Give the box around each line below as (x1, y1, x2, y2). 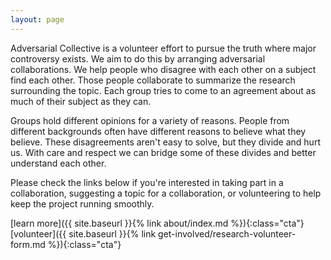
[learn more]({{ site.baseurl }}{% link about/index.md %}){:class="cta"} (10, 217, 305, 229)
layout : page (10, 14, 65, 25)
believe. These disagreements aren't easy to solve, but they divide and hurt (10, 136, 321, 148)
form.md (10, 238, 46, 250)
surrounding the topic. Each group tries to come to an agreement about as (10, 84, 317, 96)
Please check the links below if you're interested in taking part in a (10, 176, 284, 188)
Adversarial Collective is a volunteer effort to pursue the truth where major (10, 42, 317, 54)
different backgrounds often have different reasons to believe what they (10, 125, 307, 137)
